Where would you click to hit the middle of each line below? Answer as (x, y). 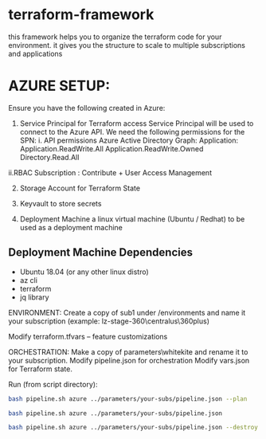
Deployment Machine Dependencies (101, 253)
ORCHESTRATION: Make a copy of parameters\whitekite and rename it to (128, 351)
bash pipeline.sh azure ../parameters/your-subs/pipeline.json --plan (128, 399)
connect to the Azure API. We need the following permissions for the (132, 131)
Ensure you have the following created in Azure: (87, 108)
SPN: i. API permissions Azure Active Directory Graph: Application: (129, 140)
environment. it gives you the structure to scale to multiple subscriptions (127, 45)
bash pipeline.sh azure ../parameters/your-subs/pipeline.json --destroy (133, 428)
